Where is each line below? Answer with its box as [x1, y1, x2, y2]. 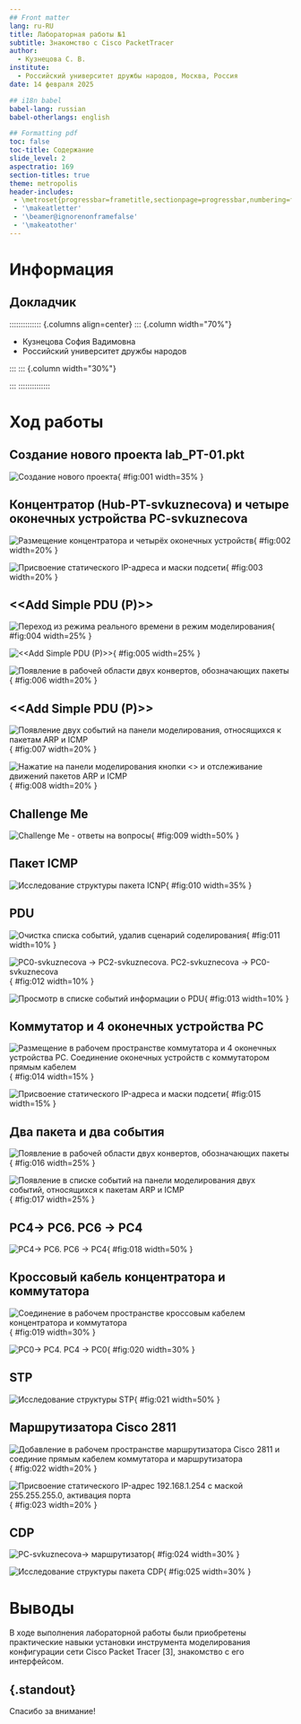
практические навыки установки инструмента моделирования [9, 1637, 251, 1648]
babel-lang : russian [9, 104, 87, 113]
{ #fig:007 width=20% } [9, 744, 97, 754]
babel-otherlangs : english [9, 113, 110, 122]
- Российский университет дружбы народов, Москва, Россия [17, 72, 239, 81]
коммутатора [9, 1284, 90, 1299]
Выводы [9, 1598, 74, 1618]
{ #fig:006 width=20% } [9, 675, 99, 686]
